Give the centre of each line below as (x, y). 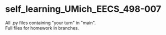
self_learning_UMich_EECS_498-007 (83, 9)
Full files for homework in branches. (42, 28)
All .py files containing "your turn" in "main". (50, 23)
